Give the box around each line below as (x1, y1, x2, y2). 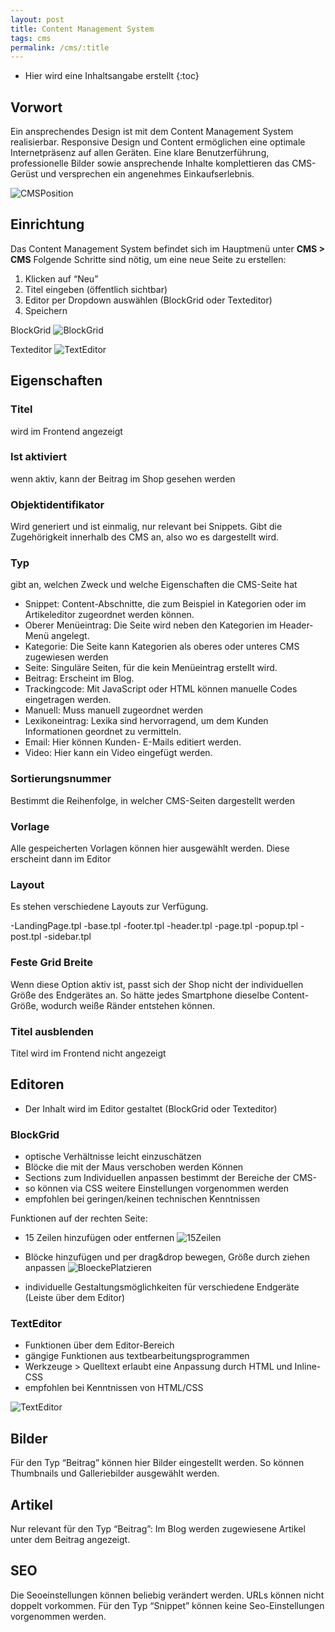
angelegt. (51, 630, 90, 642)
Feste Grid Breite (10, 956, 93, 970)
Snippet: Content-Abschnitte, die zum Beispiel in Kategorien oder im (24, 598, 307, 610)
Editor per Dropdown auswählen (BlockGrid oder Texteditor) (24, 294, 273, 306)
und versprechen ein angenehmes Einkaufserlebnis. (40, 168, 255, 180)
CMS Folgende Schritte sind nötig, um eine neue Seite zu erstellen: (10, 253, 287, 265)
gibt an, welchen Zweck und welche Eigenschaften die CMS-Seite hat (10, 579, 298, 591)
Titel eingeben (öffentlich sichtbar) (24, 283, 168, 295)
